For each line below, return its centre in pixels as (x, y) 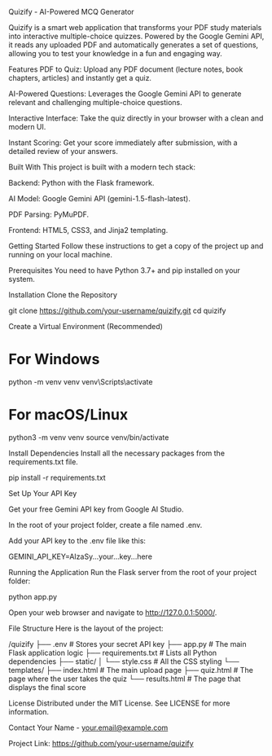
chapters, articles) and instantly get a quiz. (80, 78)
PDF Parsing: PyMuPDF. (49, 214)
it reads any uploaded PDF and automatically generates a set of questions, (134, 45)
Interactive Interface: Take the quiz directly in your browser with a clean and (136, 118)
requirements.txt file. (44, 462)
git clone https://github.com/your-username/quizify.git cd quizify (117, 310)
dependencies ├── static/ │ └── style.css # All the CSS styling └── (124, 661)
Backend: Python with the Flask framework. (81, 183)
